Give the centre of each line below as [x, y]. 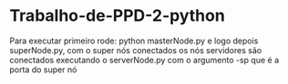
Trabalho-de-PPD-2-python [117, 16]
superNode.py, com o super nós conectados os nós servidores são [136, 50]
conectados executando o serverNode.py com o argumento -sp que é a [144, 60]
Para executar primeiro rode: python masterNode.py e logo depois [134, 41]
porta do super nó [43, 70]
